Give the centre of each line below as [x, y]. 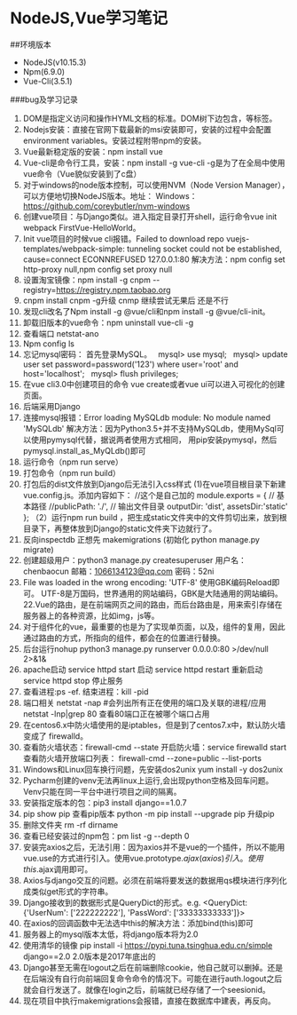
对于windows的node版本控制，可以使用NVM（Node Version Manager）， [156, 185]
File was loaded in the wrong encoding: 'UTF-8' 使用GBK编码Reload [147, 582]
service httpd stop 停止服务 [73, 680]
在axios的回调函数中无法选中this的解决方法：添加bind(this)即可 [138, 923]
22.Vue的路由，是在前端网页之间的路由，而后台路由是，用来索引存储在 [152, 604]
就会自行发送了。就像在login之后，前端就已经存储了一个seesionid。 [146, 989]
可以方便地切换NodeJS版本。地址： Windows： [110, 195]
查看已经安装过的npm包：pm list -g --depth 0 [106, 836]
